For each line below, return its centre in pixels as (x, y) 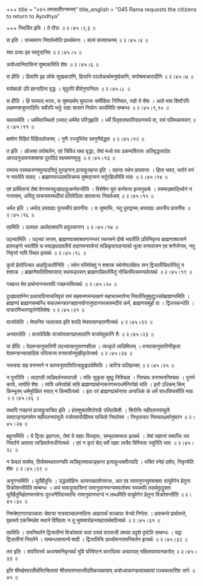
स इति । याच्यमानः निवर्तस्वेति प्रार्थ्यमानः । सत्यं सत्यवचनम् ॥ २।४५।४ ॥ (77, 40)
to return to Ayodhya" (33, 16)
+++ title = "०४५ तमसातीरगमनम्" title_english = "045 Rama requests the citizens (101, 9)
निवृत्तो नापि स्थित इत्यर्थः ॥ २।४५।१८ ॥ (46, 253)
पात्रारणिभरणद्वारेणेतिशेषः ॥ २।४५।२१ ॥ (45, 310)
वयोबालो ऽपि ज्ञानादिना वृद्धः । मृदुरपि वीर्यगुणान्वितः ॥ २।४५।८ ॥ (68, 89)
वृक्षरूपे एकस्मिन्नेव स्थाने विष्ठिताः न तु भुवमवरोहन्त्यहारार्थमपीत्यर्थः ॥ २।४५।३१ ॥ (83, 520)
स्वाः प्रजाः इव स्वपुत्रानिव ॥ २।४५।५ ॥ (44, 52)
